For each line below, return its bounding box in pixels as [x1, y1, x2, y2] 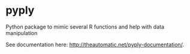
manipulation [5, 29, 38, 36]
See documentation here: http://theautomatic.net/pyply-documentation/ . [5, 41, 184, 48]
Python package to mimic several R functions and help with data [5, 23, 165, 30]
